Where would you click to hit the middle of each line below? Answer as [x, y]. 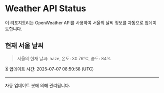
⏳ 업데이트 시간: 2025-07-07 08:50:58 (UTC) [50, 69]
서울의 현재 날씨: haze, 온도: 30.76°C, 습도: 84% [64, 58]
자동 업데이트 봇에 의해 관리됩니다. [38, 85]
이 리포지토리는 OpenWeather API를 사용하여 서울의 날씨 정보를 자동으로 [74, 23]
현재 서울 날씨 [24, 46]
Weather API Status [46, 9]
